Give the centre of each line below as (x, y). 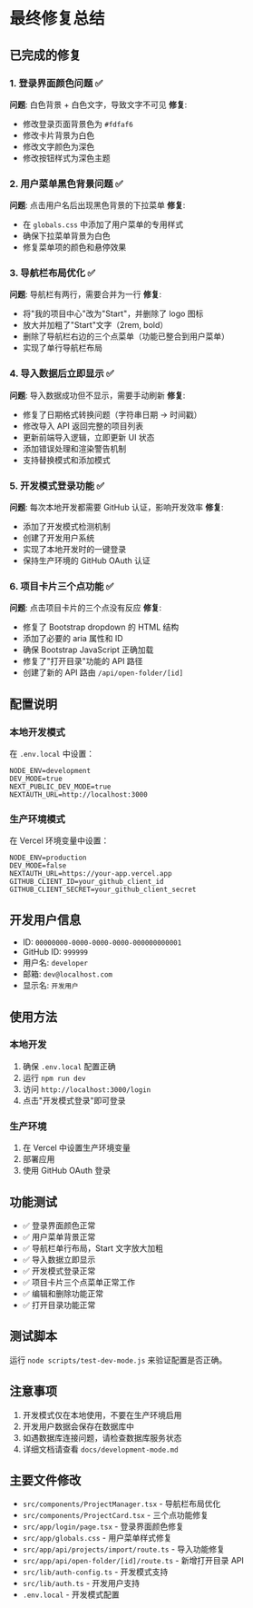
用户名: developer (55, 963)
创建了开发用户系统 (58, 538)
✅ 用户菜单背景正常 (59, 1236)
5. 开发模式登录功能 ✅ (57, 485)
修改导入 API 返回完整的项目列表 (83, 426)
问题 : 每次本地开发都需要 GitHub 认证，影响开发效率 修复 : (117, 507)
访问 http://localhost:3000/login (87, 1089)
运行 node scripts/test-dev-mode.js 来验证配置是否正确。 (118, 1360)
